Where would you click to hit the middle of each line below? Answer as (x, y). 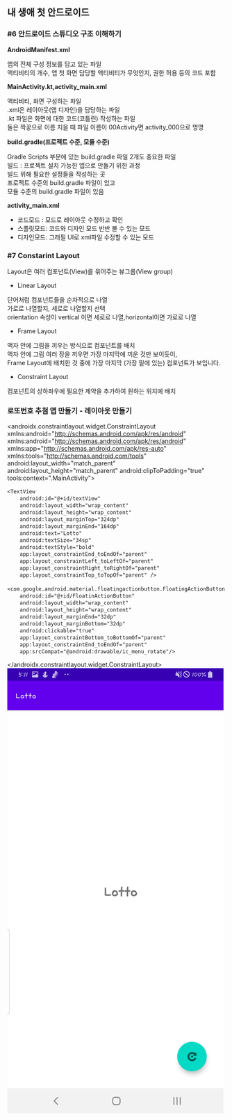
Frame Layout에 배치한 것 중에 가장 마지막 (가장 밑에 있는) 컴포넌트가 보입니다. (114, 362)
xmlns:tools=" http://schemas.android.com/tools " (77, 456)
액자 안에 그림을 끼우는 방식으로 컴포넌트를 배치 (71, 345)
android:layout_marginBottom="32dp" (73, 624)
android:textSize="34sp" (56, 541)
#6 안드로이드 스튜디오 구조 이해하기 (64, 34)
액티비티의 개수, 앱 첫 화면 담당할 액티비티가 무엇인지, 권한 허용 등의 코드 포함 (112, 72)
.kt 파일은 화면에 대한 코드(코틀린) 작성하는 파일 (71, 118)
